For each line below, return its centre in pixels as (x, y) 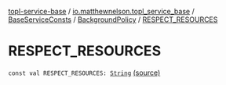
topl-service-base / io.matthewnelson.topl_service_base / (101, 11)
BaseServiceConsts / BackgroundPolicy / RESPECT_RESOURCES (113, 19)
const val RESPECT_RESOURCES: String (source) (84, 73)
